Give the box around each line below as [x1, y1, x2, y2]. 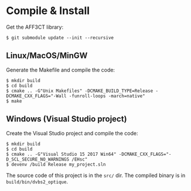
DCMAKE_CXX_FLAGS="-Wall [6, 93, 67, 99]
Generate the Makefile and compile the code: [6, 66, 115, 73]
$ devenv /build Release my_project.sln [6, 161, 107, 168]
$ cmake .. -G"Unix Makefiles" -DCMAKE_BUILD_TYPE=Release [6, 88, 154, 94]
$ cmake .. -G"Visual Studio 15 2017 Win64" [6, 151, 117, 157]
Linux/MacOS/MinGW [6, 51, 88, 61]
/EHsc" [71, 156, 88, 162]
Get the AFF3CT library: [6, 23, 63, 30]
